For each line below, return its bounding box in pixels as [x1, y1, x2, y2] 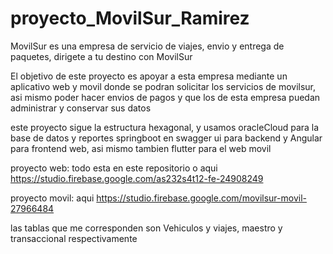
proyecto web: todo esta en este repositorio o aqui [10, 162, 218, 174]
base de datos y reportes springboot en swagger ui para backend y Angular [10, 132, 323, 144]
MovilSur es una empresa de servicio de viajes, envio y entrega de [10, 40, 285, 52]
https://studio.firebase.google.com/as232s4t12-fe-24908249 [10, 172, 264, 184]
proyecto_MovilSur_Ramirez [10, 7, 250, 30]
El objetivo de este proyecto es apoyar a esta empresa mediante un [10, 70, 288, 82]
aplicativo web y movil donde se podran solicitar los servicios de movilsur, [10, 80, 317, 92]
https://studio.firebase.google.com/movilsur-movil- [96, 192, 307, 204]
